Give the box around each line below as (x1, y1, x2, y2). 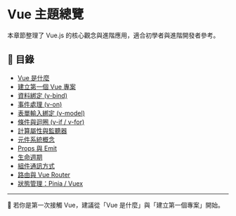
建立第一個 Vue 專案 (17, 82, 76, 91)
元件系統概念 (17, 135, 55, 144)
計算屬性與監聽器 (17, 126, 67, 134)
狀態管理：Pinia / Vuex (17, 179, 83, 187)
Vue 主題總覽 (7, 6, 84, 23)
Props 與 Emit (17, 144, 58, 152)
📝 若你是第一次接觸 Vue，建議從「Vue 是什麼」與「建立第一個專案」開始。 (7, 201, 225, 209)
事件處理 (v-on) (17, 100, 63, 108)
